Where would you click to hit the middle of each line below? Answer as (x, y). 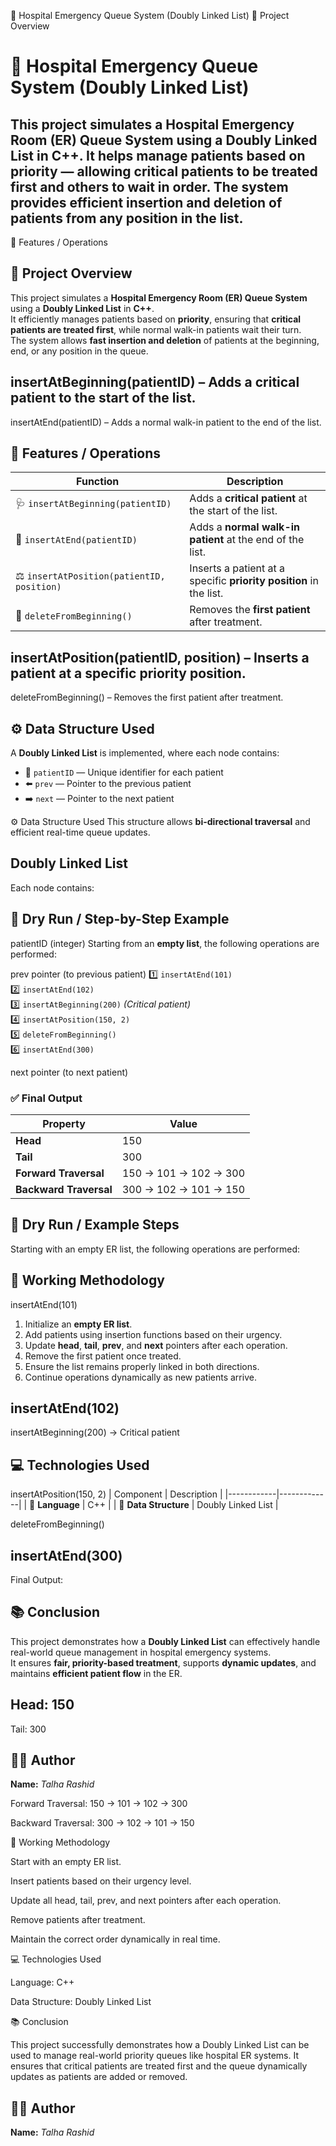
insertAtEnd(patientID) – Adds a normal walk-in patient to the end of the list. (166, 422)
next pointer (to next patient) (69, 1072)
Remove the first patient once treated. (103, 1356)
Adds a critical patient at (248, 498)
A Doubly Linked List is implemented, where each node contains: (145, 753)
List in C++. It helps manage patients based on (158, 155)
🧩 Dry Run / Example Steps (95, 1225)
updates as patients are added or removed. (99, 2077)
